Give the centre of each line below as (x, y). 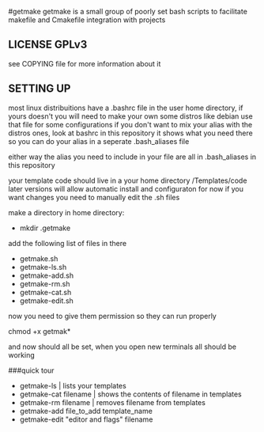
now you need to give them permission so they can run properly (113, 316)
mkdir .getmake (45, 228)
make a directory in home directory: (66, 212)
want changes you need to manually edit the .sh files (94, 197)
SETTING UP (40, 89)
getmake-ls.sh (43, 267)
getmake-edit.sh (46, 301)
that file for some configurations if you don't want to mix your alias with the (130, 124)
